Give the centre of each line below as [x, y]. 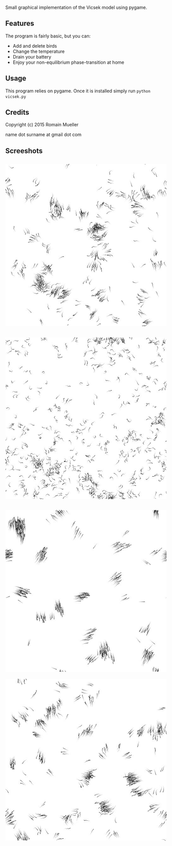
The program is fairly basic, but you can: [48, 36]
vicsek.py [16, 97]
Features [20, 23]
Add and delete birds [35, 46]
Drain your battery [32, 57]
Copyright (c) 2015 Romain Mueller [42, 125]
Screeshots [24, 151]
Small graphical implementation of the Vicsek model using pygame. [76, 7]
